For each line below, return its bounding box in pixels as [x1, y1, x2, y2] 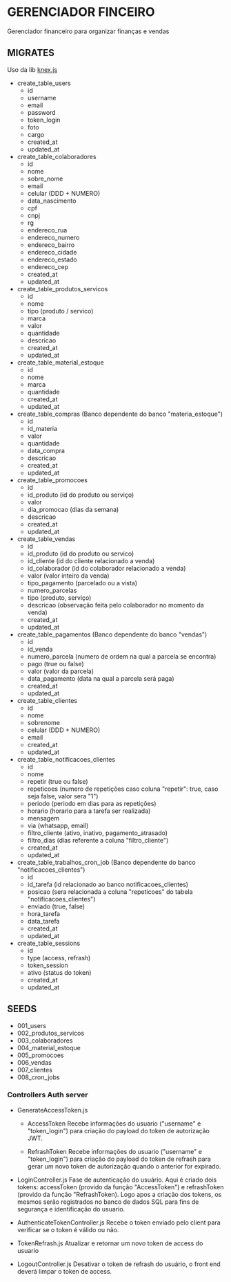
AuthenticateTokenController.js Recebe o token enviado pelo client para [17, 1218, 221, 1227]
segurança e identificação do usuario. [17, 1205, 125, 1213]
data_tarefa [27, 917, 60, 925]
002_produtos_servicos [17, 1029, 85, 1037]
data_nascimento [27, 196, 77, 205]
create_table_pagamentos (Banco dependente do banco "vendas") [17, 630, 208, 639]
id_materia [27, 424, 57, 432]
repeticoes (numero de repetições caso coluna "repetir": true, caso [27, 785, 219, 793]
